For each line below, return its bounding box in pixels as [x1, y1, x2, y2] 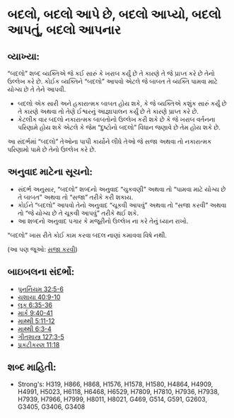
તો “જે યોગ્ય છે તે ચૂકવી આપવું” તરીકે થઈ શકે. [17, 209, 139, 217]
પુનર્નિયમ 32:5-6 [17, 284, 64, 293]
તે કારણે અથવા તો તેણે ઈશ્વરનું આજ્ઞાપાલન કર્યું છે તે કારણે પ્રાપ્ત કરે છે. [17, 108, 199, 115]
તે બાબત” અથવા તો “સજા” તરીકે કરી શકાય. [17, 192, 134, 201]
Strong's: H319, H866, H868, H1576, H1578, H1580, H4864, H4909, [17, 380, 213, 388]
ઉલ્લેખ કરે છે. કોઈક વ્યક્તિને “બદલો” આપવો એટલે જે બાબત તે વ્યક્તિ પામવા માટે [7, 77, 218, 86]
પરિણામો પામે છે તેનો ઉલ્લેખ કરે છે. [7, 145, 97, 153]
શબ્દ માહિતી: [7, 361, 57, 373]
